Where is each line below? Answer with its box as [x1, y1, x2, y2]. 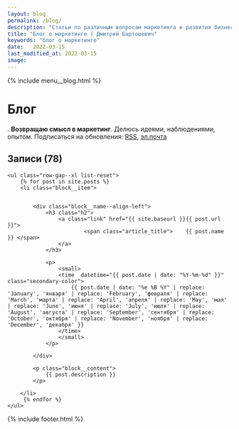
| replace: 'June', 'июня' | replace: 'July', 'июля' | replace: [7, 302, 205, 309]
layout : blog [7, 10, 46, 18]
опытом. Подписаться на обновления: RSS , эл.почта [7, 132, 167, 141]
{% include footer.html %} [7, 414, 84, 423]
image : [7, 57, 27, 64]
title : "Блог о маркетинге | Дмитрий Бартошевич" [7, 30, 158, 38]
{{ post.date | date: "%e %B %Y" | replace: [70, 284, 205, 291]
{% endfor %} [23, 396, 62, 403]
